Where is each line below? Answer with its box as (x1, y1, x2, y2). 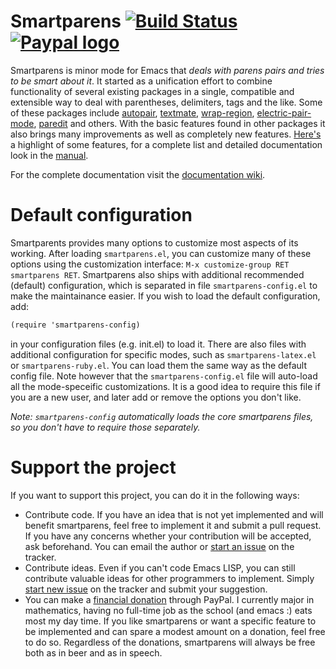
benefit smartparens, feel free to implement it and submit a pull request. (24, 519, 322, 531)
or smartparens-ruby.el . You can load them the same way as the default (10, 359, 308, 371)
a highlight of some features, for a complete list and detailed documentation (10, 138, 323, 150)
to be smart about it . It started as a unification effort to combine (10, 75, 273, 87)
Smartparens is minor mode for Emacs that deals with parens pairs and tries (10, 64, 325, 76)
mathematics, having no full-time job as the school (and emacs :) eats (24, 604, 313, 616)
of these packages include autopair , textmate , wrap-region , (10, 106, 255, 119)
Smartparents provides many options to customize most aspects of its (10, 236, 299, 249)
